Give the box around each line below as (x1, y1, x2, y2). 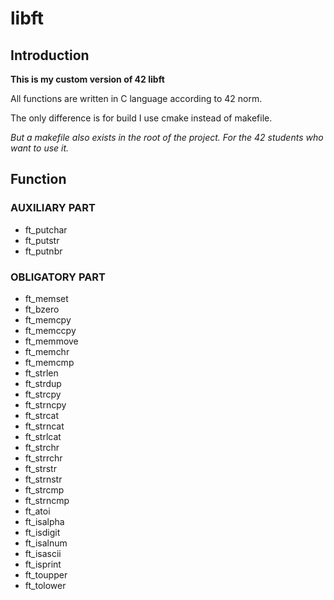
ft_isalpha (24, 515, 65, 527)
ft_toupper (24, 568, 68, 581)
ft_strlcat (24, 430, 62, 442)
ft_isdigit (24, 526, 61, 538)
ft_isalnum (24, 537, 68, 549)
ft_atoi (24, 505, 51, 517)
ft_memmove (24, 335, 79, 347)
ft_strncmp (24, 494, 70, 506)
